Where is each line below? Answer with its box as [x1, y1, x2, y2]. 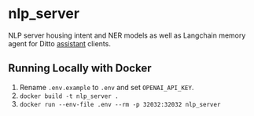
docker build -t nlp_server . [19, 92, 120, 100]
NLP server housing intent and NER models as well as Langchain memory [8, 31, 246, 40]
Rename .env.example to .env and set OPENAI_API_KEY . [19, 82, 194, 92]
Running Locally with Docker [8, 62, 152, 75]
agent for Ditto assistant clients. [8, 38, 112, 48]
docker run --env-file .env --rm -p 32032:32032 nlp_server [19, 100, 221, 108]
